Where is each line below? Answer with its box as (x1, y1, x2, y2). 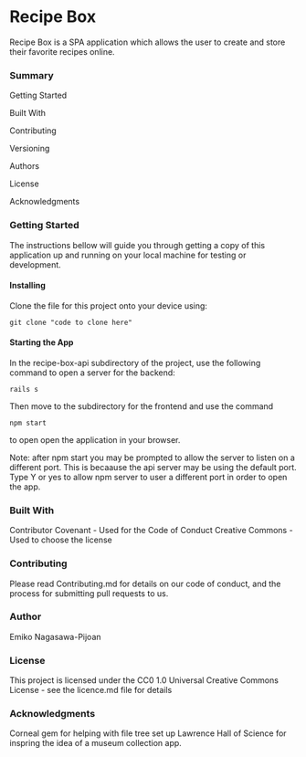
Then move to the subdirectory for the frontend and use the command (9, 400, 274, 412)
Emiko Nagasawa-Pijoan (9, 631, 102, 642)
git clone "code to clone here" (9, 318, 132, 327)
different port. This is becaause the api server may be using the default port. (9, 461, 297, 472)
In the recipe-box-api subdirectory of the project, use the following (9, 357, 261, 368)
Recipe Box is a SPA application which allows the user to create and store (9, 37, 286, 47)
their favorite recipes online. (9, 46, 116, 57)
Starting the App (9, 337, 74, 348)
